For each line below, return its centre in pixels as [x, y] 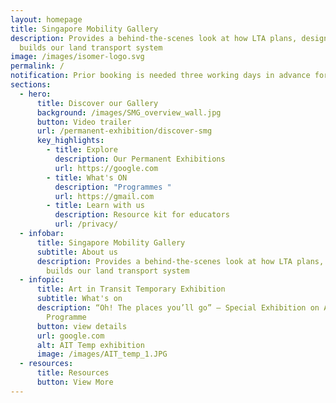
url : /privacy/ [86, 224]
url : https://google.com [106, 168]
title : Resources [73, 373]
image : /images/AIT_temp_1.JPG [102, 354]
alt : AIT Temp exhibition [90, 345]
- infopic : [42, 280]
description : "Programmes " [113, 187]
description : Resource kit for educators [142, 215]
